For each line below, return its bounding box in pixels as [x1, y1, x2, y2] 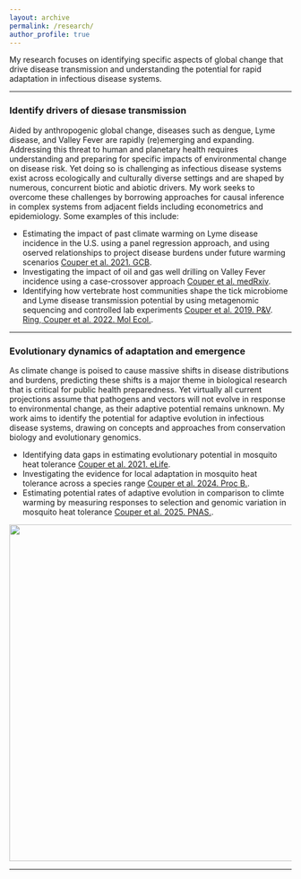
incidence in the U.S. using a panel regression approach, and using [21, 237, 271, 248]
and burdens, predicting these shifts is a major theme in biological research [9, 374, 288, 385]
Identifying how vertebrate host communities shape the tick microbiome [21, 285, 288, 296]
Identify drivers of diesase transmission [9, 104, 186, 117]
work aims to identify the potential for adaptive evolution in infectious [9, 412, 264, 423]
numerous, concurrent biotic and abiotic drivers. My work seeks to [9, 181, 255, 193]
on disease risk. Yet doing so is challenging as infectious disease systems [9, 163, 282, 173]
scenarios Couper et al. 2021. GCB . [21, 257, 152, 268]
